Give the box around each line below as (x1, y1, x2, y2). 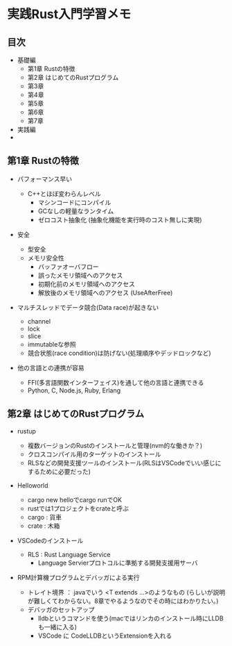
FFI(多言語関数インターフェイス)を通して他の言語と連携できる (27, 378, 204, 386)
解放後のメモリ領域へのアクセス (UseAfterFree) (37, 288, 173, 297)
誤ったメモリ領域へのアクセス (37, 271, 123, 279)
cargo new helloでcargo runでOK (27, 495, 123, 504)
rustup (17, 426, 37, 435)
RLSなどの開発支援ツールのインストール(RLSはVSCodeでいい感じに (27, 458, 222, 467)
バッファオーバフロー (37, 262, 99, 271)
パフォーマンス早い (17, 174, 73, 183)
